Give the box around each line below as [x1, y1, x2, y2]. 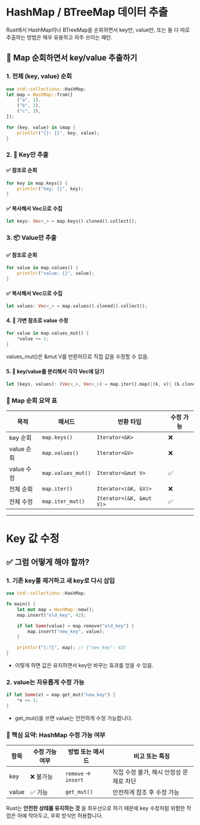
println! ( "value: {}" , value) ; [17, 270, 95, 277]
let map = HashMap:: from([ [6, 92, 73, 98]
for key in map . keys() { [6, 180, 68, 186]
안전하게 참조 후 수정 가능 [112, 788, 180, 796]
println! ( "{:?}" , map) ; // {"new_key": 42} [17, 645, 127, 651]
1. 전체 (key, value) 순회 [6, 72, 73, 80]
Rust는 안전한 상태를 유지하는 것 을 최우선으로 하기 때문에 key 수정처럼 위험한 [6, 805, 186, 812]
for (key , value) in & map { [6, 124, 76, 130]
